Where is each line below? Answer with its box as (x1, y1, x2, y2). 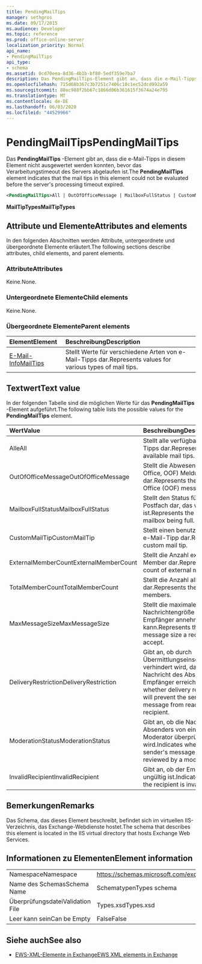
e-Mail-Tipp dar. (143, 533, 192, 542)
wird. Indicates (143, 740, 183, 749)
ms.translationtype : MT (6, 93, 66, 99)
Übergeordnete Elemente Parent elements (6, 322, 130, 330)
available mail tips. (143, 451, 195, 460)
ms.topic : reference (6, 31, 58, 37)
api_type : (6, 59, 31, 65)
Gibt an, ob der (143, 765, 185, 773)
